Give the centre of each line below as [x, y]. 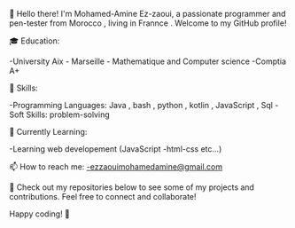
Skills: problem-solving [68, 114]
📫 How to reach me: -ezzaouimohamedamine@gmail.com [116, 167]
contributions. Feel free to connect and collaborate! [103, 197]
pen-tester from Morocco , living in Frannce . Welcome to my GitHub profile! [148, 23]
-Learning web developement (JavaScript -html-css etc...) [116, 149]
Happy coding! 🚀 [40, 214]
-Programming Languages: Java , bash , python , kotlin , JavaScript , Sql [141, 105]
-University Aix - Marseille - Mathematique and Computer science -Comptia [147, 61]
